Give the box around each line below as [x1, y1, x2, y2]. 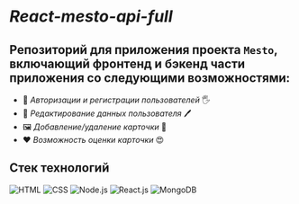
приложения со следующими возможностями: [9, 70, 291, 85]
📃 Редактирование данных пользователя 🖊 [22, 108, 192, 119]
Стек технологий [9, 160, 110, 176]
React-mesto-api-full [9, 6, 173, 27]
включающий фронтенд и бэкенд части [9, 56, 246, 71]
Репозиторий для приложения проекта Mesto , [9, 42, 278, 58]
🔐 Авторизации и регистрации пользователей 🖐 [22, 94, 212, 105]
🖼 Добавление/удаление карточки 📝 [22, 121, 167, 132]
